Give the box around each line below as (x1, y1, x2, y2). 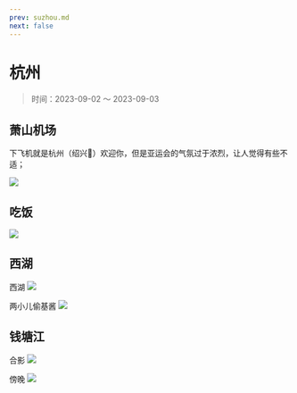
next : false (9, 21, 54, 30)
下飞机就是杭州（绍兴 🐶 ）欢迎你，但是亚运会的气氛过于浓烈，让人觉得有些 (9, 148, 281, 159)
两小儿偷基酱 (9, 300, 56, 311)
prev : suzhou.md (9, 13, 70, 22)
